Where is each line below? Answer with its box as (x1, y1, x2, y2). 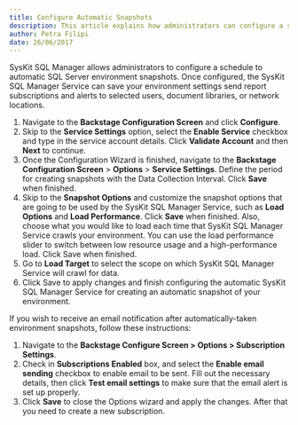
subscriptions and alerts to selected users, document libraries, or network (9, 91, 279, 101)
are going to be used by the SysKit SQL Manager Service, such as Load (21, 201, 285, 213)
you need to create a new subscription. (21, 405, 166, 417)
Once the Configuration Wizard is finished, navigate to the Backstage (21, 154, 277, 165)
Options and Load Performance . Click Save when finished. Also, (21, 211, 260, 222)
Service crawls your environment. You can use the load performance (21, 230, 274, 240)
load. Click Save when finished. (21, 249, 137, 260)
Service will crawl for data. (21, 268, 120, 279)
